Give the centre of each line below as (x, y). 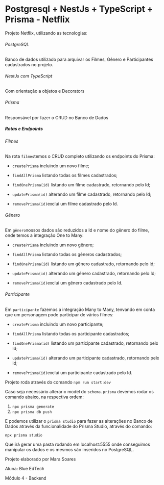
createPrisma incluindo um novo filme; (51, 166)
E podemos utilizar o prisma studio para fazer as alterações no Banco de (79, 421)
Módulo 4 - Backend (26, 478)
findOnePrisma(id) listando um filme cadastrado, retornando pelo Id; (81, 185)
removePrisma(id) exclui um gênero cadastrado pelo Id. (67, 283)
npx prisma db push (32, 412)
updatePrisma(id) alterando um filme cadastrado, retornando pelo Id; (82, 194)
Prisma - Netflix (37, 19)
